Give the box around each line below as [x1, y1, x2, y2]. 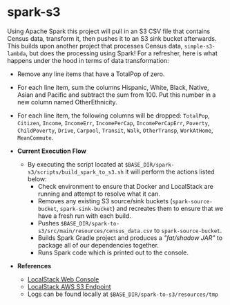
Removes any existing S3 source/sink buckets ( [37, 196, 173, 205]
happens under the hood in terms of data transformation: [7, 56, 169, 64]
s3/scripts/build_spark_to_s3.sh [27, 169, 124, 176]
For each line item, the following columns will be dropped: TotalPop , [17, 111, 210, 120]
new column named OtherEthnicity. [17, 98, 117, 106]
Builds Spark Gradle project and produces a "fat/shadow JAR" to [37, 233, 223, 242]
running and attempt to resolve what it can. [37, 190, 160, 198]
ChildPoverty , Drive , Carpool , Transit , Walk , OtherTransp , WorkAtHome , [17, 126, 213, 134]
